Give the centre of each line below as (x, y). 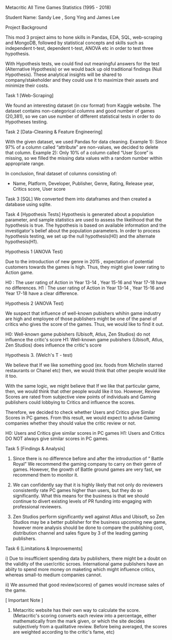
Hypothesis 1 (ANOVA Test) (34, 252)
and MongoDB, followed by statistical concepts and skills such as (74, 43)
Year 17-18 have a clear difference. (42, 293)
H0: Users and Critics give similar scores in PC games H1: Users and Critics (85, 433)
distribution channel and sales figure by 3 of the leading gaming (80, 533)
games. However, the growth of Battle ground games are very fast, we (87, 469)
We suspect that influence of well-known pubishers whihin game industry (83, 313)
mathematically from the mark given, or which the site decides (79, 621)
